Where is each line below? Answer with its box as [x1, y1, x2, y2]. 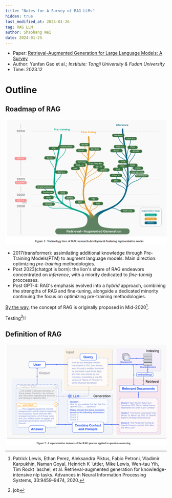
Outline [5, 85, 37, 96]
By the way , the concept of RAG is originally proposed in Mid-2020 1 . [5, 303, 149, 310]
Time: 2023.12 [12, 67, 42, 72]
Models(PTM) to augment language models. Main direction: [31, 255, 157, 261]
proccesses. [12, 277, 39, 283]
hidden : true [5, 13, 33, 19]
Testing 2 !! [5, 314, 26, 321]
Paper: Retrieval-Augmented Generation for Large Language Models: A [12, 50, 163, 56]
